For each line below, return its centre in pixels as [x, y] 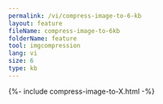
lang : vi [23, 53]
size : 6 [21, 61]
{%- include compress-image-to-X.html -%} [81, 91]
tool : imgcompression [45, 46]
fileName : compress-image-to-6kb [64, 31]
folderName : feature [43, 38]
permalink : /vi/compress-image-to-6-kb [75, 16]
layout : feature [35, 23]
